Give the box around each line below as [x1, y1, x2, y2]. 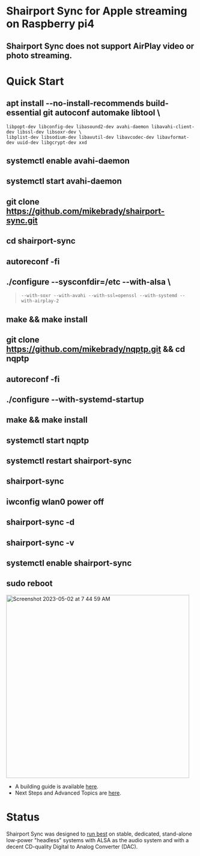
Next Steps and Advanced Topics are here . [14, 789, 121, 796]
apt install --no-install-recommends [6, 98, 144, 109]
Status [6, 810, 40, 824]
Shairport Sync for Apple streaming [6, 4, 187, 18]
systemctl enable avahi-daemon [6, 155, 130, 166]
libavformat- [156, 134, 189, 140]
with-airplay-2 [20, 298, 59, 304]
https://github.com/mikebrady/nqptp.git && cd [6, 344, 185, 354]
